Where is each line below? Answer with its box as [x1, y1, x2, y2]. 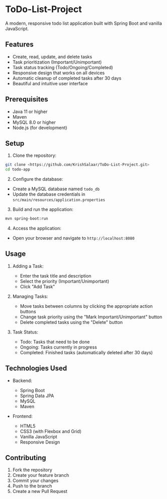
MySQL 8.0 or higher [12, 119, 56, 125]
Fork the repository [12, 467, 53, 473]
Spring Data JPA [20, 393, 54, 399]
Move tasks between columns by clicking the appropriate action [20, 303, 153, 309]
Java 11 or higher [12, 108, 48, 115]
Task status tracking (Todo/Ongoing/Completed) [12, 64, 113, 70]
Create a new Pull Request [12, 488, 68, 494]
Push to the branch [12, 483, 52, 489]
